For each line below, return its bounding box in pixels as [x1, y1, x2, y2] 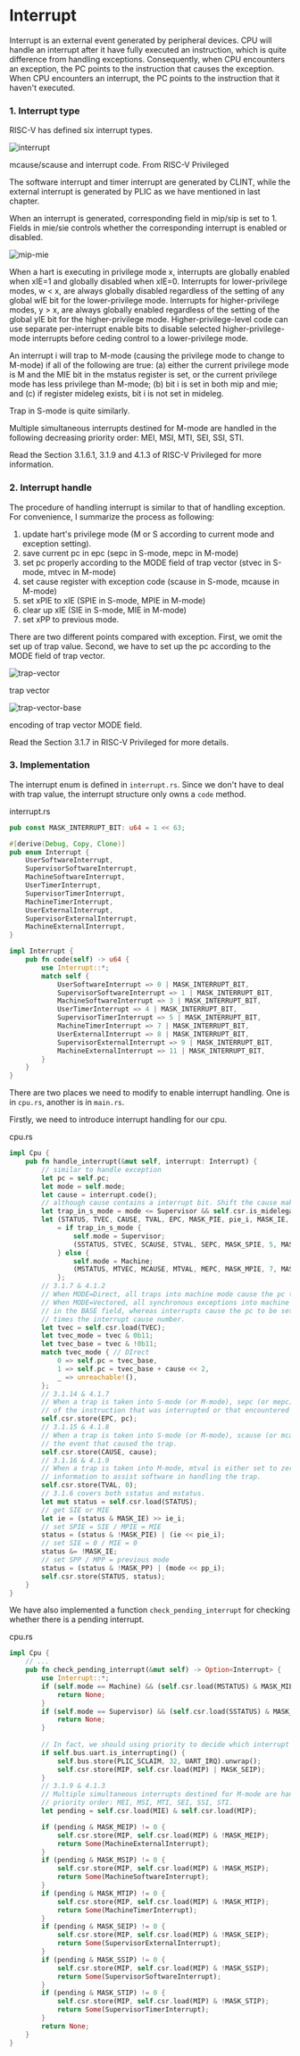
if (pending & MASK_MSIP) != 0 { [41, 1856, 166, 1865]
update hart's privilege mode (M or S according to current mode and [21, 529, 275, 539]
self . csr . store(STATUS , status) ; [41, 1572, 166, 1581]
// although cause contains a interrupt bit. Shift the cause [41, 1198, 278, 1208]
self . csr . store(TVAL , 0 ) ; [41, 1481, 138, 1490]
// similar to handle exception [41, 1165, 162, 1174]
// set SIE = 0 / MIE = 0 [41, 1539, 138, 1548]
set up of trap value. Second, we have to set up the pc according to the [9, 640, 271, 652]
